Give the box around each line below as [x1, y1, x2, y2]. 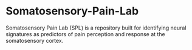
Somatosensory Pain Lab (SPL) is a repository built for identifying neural [5, 24, 187, 31]
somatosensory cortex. [5, 37, 64, 44]
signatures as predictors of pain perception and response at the [5, 30, 165, 37]
